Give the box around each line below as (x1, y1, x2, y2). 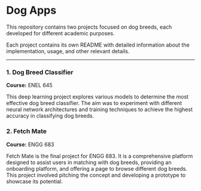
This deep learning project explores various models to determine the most (6, 93, 189, 100)
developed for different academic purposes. (6, 29, 115, 36)
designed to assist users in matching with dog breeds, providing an (6, 159, 172, 166)
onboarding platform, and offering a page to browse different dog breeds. (6, 165, 188, 172)
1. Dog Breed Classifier (6, 68, 74, 76)
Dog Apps (6, 4, 57, 17)
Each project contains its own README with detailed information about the (6, 41, 190, 48)
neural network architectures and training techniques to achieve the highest (6, 106, 193, 113)
